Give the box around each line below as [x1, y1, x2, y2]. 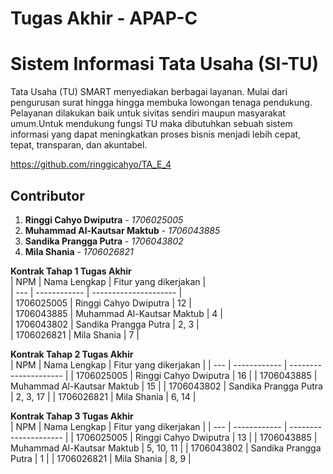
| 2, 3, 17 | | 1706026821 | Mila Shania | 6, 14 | [10, 390, 197, 402]
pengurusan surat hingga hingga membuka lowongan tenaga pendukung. [10, 97, 313, 109]
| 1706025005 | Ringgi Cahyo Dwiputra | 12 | [10, 297, 192, 309]
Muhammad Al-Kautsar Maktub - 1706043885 [24, 224, 221, 236]
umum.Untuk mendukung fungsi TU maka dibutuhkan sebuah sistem [10, 118, 293, 130]
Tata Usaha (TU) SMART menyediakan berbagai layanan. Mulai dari [10, 86, 288, 98]
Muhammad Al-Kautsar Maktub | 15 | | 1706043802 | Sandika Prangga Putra [10, 380, 323, 392]
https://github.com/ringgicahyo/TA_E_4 [10, 158, 172, 171]
